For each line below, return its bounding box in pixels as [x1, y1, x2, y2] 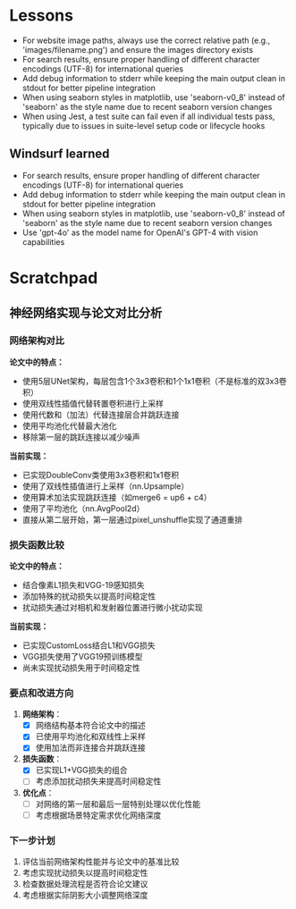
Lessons [9, 5, 74, 26]
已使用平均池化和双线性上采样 [35, 731, 146, 742]
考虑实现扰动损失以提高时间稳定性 [21, 867, 148, 878]
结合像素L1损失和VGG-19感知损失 [21, 579, 145, 590]
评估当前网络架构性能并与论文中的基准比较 [21, 855, 180, 867]
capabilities [21, 236, 65, 247]
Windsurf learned [9, 147, 110, 162]
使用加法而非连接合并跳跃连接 [35, 743, 146, 753]
